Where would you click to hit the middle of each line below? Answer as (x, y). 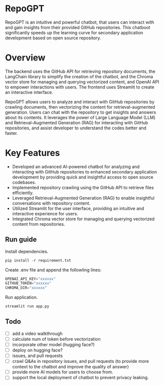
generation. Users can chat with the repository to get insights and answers (81, 112)
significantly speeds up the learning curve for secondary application (74, 32)
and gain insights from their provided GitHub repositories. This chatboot (78, 27)
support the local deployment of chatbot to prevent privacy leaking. (80, 378)
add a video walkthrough (37, 333)
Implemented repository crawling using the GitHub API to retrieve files (83, 187)
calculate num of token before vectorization (56, 339)
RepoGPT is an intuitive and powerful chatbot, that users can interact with (80, 22)
